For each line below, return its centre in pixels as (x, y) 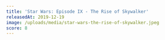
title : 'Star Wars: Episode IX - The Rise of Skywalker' (77, 11)
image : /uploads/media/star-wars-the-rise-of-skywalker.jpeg (83, 22)
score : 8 (17, 28)
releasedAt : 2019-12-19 (35, 17)
